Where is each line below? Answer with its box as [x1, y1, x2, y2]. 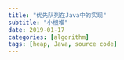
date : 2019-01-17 [8, 26, 65, 34]
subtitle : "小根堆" [8, 19, 68, 26]
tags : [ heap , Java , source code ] [8, 41, 118, 48]
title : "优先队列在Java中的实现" [8, 11, 108, 19]
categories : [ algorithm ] [8, 33, 89, 41]
